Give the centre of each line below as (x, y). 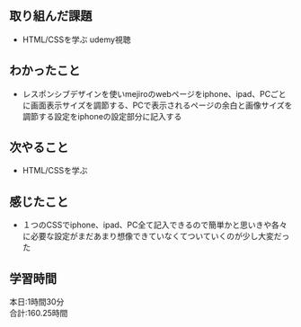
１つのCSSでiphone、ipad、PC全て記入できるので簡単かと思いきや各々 (155, 225)
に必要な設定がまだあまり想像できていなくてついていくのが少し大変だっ (156, 236)
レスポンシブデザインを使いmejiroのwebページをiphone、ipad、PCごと (154, 93)
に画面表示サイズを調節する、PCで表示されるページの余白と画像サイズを (157, 105)
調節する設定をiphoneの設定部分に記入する (102, 116)
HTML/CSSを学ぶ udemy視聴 (76, 40)
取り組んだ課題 (51, 16)
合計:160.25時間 (39, 314)
